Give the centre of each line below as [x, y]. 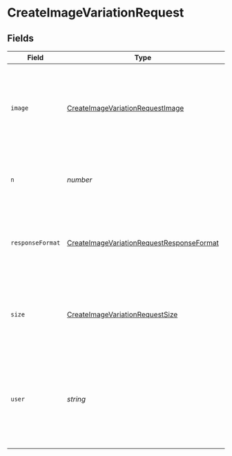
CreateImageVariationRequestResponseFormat [143, 243]
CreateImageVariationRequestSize [122, 314]
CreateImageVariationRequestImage [125, 108]
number [79, 180]
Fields [21, 38]
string [76, 399]
